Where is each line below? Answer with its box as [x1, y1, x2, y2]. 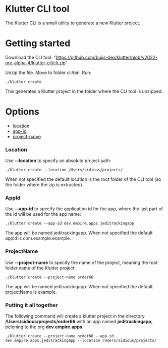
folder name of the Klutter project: [5, 264, 76, 271]
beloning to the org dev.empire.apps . [5, 324, 84, 330]
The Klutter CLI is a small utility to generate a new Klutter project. [5, 20, 140, 26]
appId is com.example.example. [5, 235, 72, 241]
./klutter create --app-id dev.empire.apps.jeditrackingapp [5, 221, 135, 226]
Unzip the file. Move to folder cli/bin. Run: [5, 69, 92, 75]
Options [5, 106, 39, 118]
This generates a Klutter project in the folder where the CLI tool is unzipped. [5, 88, 163, 94]
